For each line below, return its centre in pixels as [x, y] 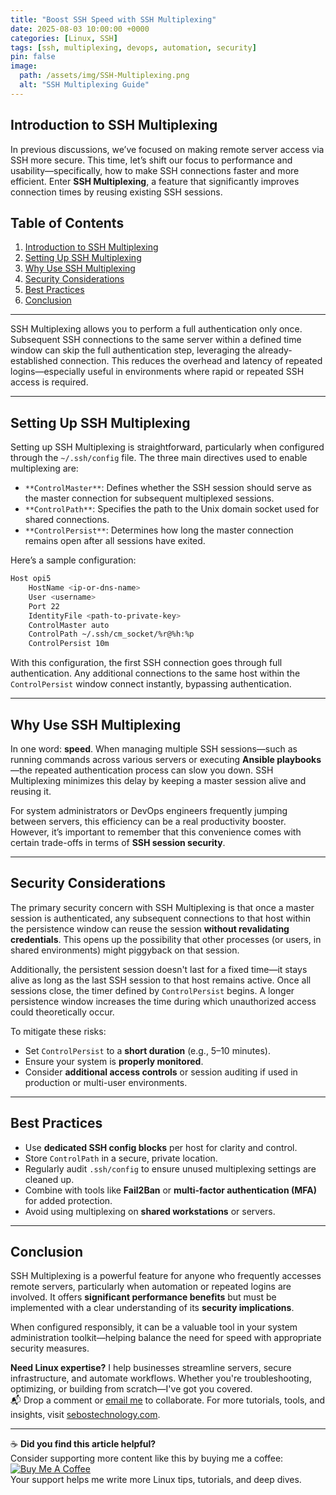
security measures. [50, 1348]
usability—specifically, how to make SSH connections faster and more [155, 170]
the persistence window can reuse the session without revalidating [150, 928]
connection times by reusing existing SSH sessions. [116, 192]
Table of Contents [67, 222]
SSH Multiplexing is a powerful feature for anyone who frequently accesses [166, 1276]
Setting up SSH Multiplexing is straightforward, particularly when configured [167, 447]
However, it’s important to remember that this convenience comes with [156, 832]
